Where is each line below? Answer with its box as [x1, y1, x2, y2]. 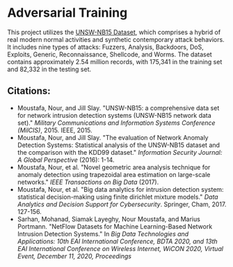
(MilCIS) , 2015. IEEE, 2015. [17, 125, 93, 134]
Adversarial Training [7, 5, 128, 21]
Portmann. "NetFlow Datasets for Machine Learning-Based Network [17, 222, 213, 231]
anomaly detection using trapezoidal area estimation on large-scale [17, 170, 211, 178]
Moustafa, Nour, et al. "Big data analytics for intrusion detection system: [17, 185, 224, 193]
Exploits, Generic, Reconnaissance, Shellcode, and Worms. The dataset [7, 50, 212, 59]
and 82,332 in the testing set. [7, 65, 92, 73]
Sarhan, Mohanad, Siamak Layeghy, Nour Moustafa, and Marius [17, 215, 200, 223]
